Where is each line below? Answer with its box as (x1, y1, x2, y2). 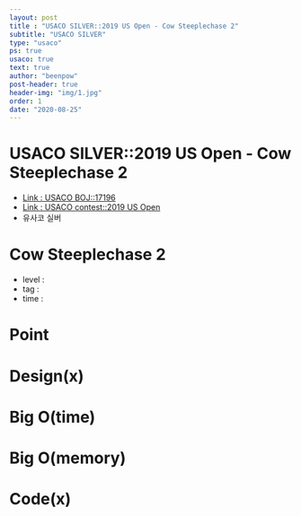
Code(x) (9, 489, 72, 510)
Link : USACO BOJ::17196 (22, 192, 117, 203)
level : (22, 275, 45, 285)
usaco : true (9, 55, 54, 64)
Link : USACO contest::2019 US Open (22, 202, 161, 213)
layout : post (9, 13, 58, 22)
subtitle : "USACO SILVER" (9, 30, 106, 39)
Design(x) (9, 365, 84, 386)
